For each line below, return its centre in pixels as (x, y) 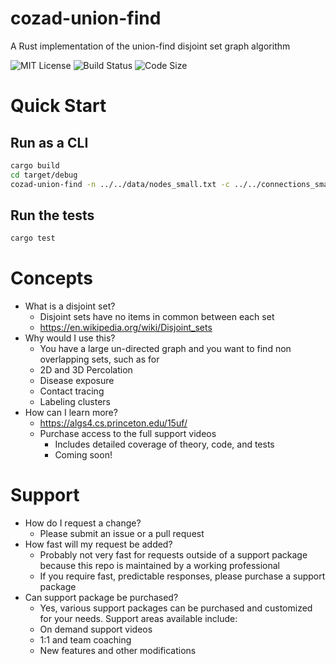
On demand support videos (96, 629)
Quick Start (58, 106)
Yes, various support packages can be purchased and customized (176, 608)
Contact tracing (72, 391)
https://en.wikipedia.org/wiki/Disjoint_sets (126, 328)
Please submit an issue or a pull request (122, 534)
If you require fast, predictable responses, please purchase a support (182, 576)
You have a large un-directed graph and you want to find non (165, 349)
